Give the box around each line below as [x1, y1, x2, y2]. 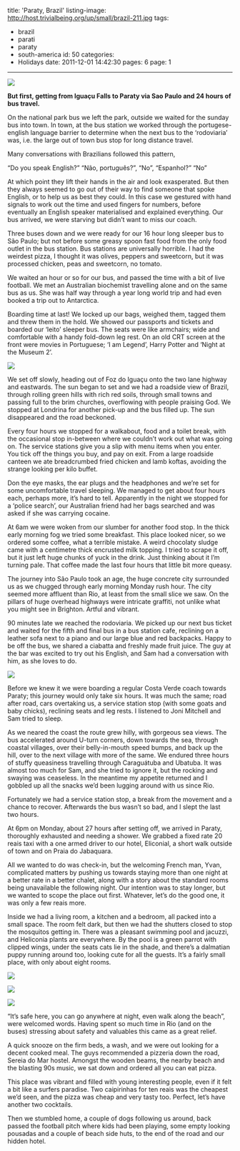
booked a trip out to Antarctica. [7, 296, 99, 304]
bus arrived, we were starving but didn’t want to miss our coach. [7, 216, 197, 223]
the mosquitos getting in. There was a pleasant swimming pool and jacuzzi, [7, 928, 229, 936]
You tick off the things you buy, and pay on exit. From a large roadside [7, 450, 214, 458]
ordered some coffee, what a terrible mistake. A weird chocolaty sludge [7, 538, 219, 546]
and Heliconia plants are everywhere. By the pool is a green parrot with [7, 935, 216, 943]
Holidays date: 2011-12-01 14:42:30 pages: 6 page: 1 [17, 58, 171, 66]
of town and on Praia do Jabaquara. [7, 847, 113, 855]
